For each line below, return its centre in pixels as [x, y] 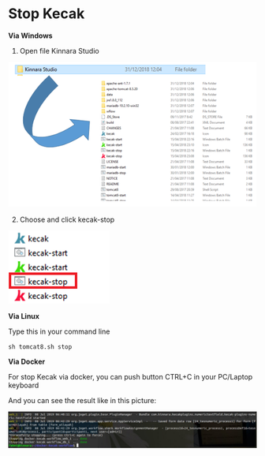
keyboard [24, 385]
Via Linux [24, 316]
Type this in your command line [59, 331]
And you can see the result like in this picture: [82, 401]
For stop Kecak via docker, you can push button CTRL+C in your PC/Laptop [131, 377]
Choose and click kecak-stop [67, 220]
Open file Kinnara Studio [60, 50]
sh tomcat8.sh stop [40, 347]
